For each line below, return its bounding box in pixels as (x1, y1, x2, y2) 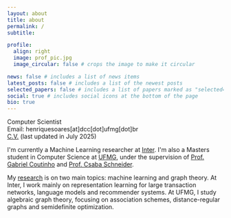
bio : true (7, 99, 36, 106)
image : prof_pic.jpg (13, 54, 72, 62)
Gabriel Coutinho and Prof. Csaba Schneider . (7, 160, 134, 168)
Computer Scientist (7, 118, 62, 126)
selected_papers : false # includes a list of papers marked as (7, 86, 192, 93)
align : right (13, 48, 51, 55)
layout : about (7, 10, 48, 17)
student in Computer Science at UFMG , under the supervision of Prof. (7, 153, 205, 162)
